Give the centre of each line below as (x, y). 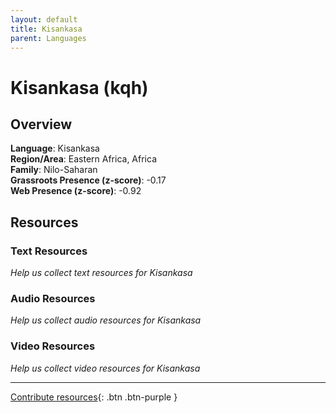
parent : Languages (48, 38)
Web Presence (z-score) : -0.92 (76, 191)
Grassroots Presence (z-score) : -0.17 (88, 180)
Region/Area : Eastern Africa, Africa (84, 159)
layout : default (44, 19)
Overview (41, 124)
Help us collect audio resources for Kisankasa (106, 320)
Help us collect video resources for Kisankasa (105, 368)
